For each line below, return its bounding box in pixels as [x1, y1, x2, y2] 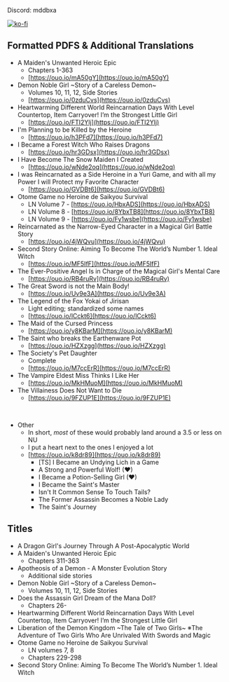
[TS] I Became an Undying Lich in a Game [38, 458, 160, 466]
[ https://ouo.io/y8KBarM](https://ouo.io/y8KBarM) [27, 326, 173, 335]
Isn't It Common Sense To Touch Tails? [38, 487, 151, 496]
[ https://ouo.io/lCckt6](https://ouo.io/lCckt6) [27, 311, 157, 320]
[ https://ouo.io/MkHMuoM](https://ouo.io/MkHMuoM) [27, 378, 183, 387]
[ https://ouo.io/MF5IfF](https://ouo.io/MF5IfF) [27, 259, 160, 268]
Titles [7, 523, 33, 535]
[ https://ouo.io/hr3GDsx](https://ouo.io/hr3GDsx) [27, 147, 170, 156]
